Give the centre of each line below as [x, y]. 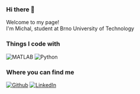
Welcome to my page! [33, 22]
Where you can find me [40, 72]
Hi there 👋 [21, 9]
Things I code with [33, 44]
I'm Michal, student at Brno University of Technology [70, 28]
